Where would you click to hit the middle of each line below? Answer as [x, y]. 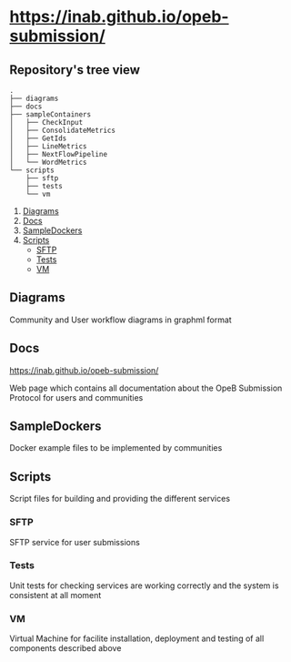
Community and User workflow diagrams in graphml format [120, 320]
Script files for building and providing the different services [120, 499]
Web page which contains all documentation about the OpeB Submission [146, 388]
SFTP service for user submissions [75, 542]
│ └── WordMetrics [49, 162]
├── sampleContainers [50, 115]
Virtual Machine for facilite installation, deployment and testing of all [137, 638]
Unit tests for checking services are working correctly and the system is [144, 586]
